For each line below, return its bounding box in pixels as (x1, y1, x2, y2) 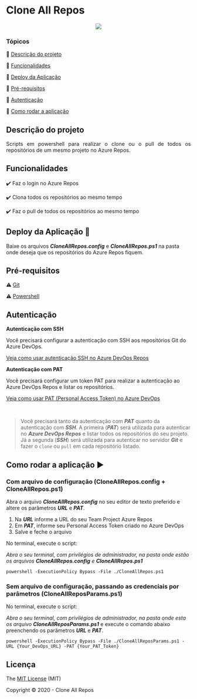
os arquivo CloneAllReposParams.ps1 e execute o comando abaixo (6, 621, 171, 628)
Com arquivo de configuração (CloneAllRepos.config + (6, 477, 166, 485)
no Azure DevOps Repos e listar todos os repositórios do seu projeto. (20, 430, 189, 437)
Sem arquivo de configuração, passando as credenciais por (6, 582, 179, 590)
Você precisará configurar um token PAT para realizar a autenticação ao (6, 377, 180, 384)
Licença (6, 660, 36, 670)
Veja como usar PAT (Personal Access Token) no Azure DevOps (6, 395, 160, 402)
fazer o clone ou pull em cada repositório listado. (20, 442, 141, 450)
